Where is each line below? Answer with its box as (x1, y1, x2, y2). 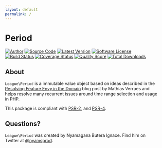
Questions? (5, 119, 41, 128)
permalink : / (5, 12, 32, 16)
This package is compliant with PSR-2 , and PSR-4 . (5, 105, 106, 112)
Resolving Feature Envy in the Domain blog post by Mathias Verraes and (5, 86, 150, 92)
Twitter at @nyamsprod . (5, 138, 54, 144)
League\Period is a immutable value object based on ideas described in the (5, 81, 155, 86)
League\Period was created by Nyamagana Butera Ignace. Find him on (5, 132, 146, 138)
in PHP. (5, 96, 20, 102)
